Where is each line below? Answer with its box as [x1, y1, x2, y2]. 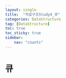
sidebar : [5, 35, 23, 40]
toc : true [5, 26, 26, 31]
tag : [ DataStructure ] [5, 21, 50, 26]
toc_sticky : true [5, 30, 41, 35]
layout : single [5, 7, 37, 12]
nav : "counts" [14, 40, 43, 45]
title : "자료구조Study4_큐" [5, 12, 61, 17]
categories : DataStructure [5, 16, 61, 21]
